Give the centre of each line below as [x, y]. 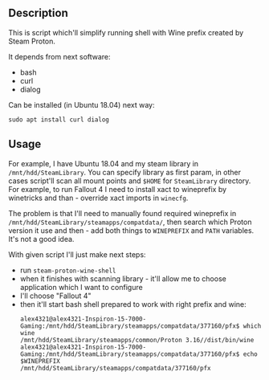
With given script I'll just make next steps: [77, 254]
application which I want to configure [81, 287]
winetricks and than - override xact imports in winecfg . [98, 198]
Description [38, 13]
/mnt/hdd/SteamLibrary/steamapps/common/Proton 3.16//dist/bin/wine [137, 340]
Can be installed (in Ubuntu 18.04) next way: [82, 104]
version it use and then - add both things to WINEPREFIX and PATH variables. [131, 230]
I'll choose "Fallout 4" [55, 296]
